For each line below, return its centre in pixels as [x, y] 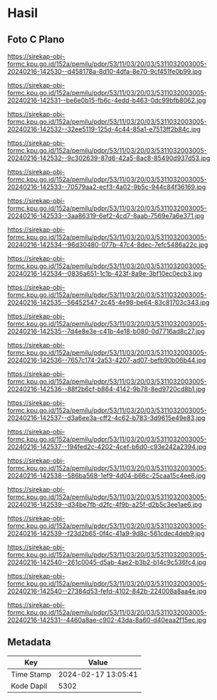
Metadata [29, 642]
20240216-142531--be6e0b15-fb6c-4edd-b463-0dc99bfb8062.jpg [107, 100]
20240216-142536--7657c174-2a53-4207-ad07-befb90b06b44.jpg [107, 360]
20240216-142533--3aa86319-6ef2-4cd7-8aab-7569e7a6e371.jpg [106, 216]
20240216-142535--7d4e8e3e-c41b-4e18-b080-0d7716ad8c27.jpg [106, 331]
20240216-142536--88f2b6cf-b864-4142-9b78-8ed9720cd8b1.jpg [106, 389]
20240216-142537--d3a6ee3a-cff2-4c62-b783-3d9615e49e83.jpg [106, 418]
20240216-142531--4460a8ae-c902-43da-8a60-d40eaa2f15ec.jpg [107, 620]
